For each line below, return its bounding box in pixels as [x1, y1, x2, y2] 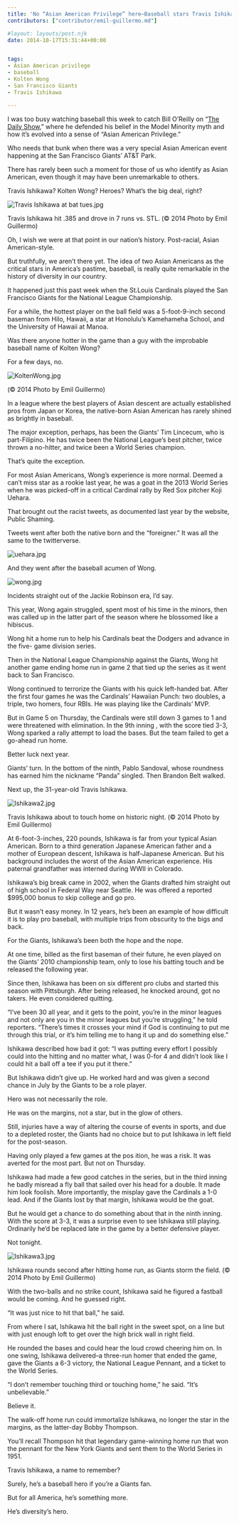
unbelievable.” [7, 1388, 50, 1396]
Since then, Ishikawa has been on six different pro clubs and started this [7, 979, 219, 987]
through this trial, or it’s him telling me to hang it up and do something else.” [7, 1031, 229, 1039]
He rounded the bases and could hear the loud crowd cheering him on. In [7, 1343, 223, 1352]
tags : [7, 56, 23, 63]
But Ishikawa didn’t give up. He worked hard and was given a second [7, 1073, 210, 1082]
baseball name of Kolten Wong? [7, 344, 101, 352]
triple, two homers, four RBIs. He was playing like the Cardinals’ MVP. [7, 699, 211, 708]
